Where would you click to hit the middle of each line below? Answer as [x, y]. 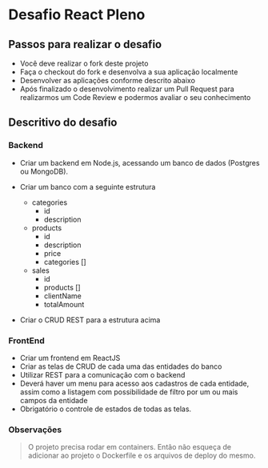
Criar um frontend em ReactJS [70, 358]
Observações [35, 430]
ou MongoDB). [44, 171]
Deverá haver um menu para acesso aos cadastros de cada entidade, [134, 383]
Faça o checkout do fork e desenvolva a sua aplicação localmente [129, 72]
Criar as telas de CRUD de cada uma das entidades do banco [121, 366]
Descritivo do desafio [63, 123]
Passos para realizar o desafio [85, 44]
